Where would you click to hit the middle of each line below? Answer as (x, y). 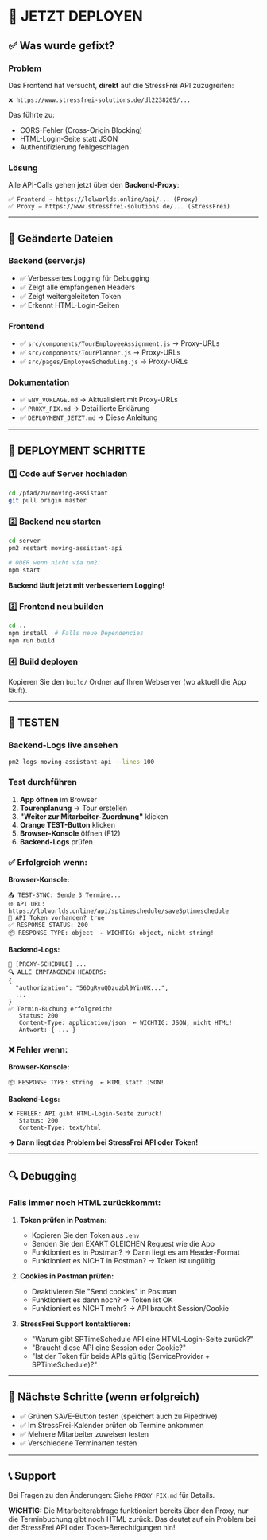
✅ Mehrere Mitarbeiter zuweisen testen (84, 1433)
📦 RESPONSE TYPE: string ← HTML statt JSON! (86, 1083)
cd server (25, 541)
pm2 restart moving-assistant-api (66, 549)
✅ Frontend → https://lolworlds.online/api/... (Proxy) (103, 200)
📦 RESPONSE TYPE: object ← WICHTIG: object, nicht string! (111, 933)
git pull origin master (48, 501)
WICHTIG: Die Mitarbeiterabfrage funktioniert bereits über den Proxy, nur (128, 1511)
